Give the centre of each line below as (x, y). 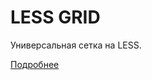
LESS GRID (55, 17)
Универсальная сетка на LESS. (76, 45)
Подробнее (35, 64)
